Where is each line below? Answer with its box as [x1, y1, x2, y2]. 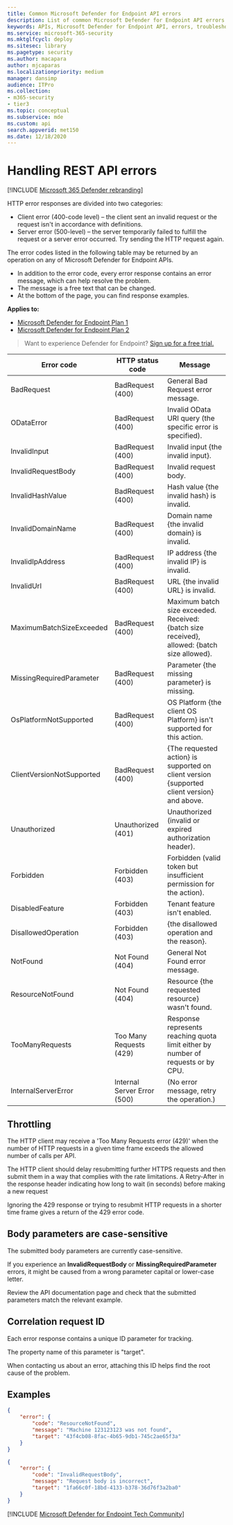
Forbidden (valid [167, 853, 221, 863]
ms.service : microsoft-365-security [7, 29, 113, 37]
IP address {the [167, 548, 217, 558]
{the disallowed [167, 919, 217, 929]
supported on [167, 761, 212, 771]
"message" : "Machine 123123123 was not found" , [32, 1426, 172, 1434]
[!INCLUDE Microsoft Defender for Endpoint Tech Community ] [7, 1510, 185, 1518]
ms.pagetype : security [7, 49, 73, 56]
